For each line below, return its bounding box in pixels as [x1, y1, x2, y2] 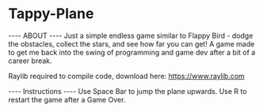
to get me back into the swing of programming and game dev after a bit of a [8, 47, 256, 57]
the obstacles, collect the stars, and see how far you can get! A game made [8, 39, 255, 48]
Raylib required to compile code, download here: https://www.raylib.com [8, 71, 246, 80]
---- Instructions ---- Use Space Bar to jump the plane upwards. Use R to [8, 86, 247, 95]
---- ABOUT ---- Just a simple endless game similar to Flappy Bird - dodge [8, 31, 253, 40]
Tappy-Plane [8, 5, 94, 23]
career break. [8, 56, 53, 65]
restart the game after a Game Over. [8, 95, 126, 104]
